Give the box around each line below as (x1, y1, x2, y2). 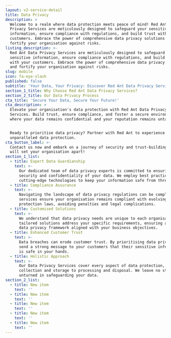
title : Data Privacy (5, 12, 49, 17)
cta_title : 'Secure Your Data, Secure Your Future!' (5, 98, 120, 103)
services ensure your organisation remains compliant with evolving (18, 197, 167, 202)
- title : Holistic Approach (10, 254, 70, 259)
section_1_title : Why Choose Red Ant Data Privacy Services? (5, 88, 138, 93)
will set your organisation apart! (10, 149, 85, 155)
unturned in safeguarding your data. (18, 273, 99, 278)
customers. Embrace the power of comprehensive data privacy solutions (10, 36, 165, 41)
